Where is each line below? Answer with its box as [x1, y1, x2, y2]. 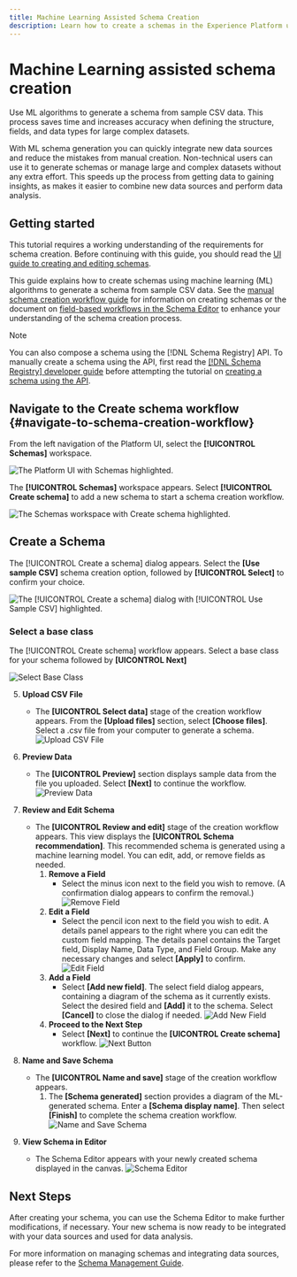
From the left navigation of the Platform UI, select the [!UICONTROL [9, 439, 256, 450]
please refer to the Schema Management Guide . [9, 1258, 184, 1268]
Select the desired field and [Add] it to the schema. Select [61, 1001, 273, 1012]
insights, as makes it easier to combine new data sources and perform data [9, 181, 283, 191]
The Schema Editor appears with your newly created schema [34, 1154, 258, 1165]
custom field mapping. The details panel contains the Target [61, 935, 281, 945]
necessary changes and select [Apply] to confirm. [61, 953, 246, 965]
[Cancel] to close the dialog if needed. [61, 1010, 202, 1020]
